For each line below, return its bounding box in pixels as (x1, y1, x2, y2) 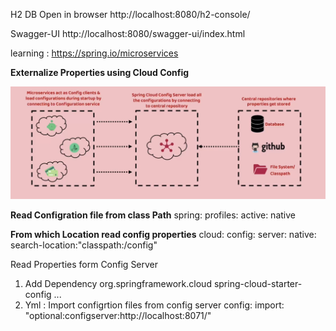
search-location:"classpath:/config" (10, 239, 158, 251)
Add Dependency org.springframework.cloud (24, 277, 212, 289)
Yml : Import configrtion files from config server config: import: (24, 299, 285, 311)
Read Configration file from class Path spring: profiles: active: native (10, 209, 296, 221)
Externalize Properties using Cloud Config (10, 67, 190, 78)
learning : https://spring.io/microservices (10, 47, 179, 59)
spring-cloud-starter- (213, 277, 303, 289)
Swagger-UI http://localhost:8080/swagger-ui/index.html (10, 28, 246, 39)
